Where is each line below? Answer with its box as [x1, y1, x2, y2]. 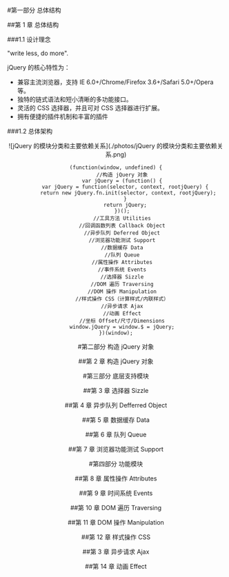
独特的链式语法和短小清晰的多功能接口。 [17, 95, 132, 103]
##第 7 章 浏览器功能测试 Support [68, 445, 164, 453]
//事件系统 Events [97, 266, 147, 273]
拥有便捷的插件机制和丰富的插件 [17, 112, 108, 121]
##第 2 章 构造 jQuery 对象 [78, 357, 154, 365]
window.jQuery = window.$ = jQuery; [69, 323, 175, 330]
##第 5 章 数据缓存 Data [81, 416, 150, 424]
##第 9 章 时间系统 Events [79, 489, 153, 497]
